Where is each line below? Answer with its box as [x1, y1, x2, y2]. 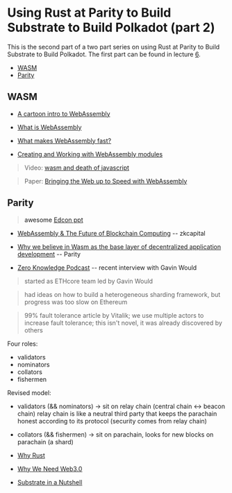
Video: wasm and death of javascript [24, 163, 130, 172]
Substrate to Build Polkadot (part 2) [7, 19, 215, 35]
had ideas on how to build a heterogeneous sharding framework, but [24, 290, 221, 298]
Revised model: [7, 388, 51, 397]
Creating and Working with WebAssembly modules [17, 149, 163, 158]
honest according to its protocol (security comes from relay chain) [17, 417, 207, 425]
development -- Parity [17, 250, 81, 258]
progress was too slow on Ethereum [24, 298, 128, 306]
